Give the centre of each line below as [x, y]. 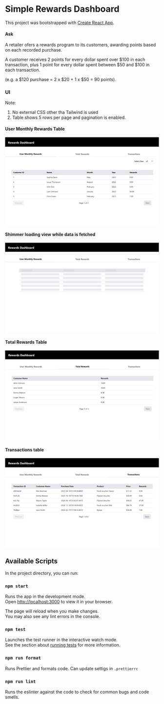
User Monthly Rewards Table [35, 129]
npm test [15, 630]
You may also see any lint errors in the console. [52, 617]
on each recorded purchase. [34, 50]
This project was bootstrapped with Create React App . [60, 23]
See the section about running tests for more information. [63, 645]
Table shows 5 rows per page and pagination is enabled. [69, 118]
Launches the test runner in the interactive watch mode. [61, 640]
